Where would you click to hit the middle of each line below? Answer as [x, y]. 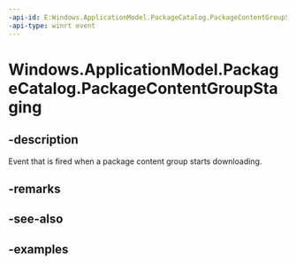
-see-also [36, 219]
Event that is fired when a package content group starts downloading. [135, 161]
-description [43, 140]
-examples [38, 249]
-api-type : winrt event [52, 26]
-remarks [34, 188]
